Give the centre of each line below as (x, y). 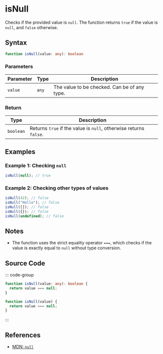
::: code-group (19, 275)
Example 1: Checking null (36, 165)
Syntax (16, 43)
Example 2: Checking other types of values (57, 188)
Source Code (25, 263)
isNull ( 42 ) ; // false (27, 198)
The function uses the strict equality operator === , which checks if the (82, 243)
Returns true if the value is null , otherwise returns (87, 129)
